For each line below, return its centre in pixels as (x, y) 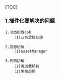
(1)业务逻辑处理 (29, 38)
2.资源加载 (15, 47)
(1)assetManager (31, 51)
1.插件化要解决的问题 (30, 21)
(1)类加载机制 (27, 66)
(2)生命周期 (25, 72)
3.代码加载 (15, 61)
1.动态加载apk (18, 32)
